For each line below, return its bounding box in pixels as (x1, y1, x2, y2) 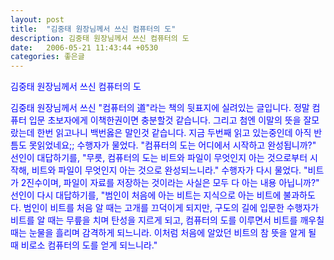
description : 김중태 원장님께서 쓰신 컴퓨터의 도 (10, 33, 190, 43)
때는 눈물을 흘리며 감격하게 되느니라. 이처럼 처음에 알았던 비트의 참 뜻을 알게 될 (10, 227, 317, 239)
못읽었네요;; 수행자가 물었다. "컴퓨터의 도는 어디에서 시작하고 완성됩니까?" (28, 139, 317, 151)
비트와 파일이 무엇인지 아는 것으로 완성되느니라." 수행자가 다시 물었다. (31, 164, 302, 176)
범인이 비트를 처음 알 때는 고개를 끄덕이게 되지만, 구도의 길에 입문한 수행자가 (23, 202, 320, 214)
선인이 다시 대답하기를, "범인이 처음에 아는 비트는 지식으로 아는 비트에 (10, 189, 282, 201)
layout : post (10, 14, 65, 25)
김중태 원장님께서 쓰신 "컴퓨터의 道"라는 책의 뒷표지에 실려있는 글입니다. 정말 (10, 102, 310, 114)
